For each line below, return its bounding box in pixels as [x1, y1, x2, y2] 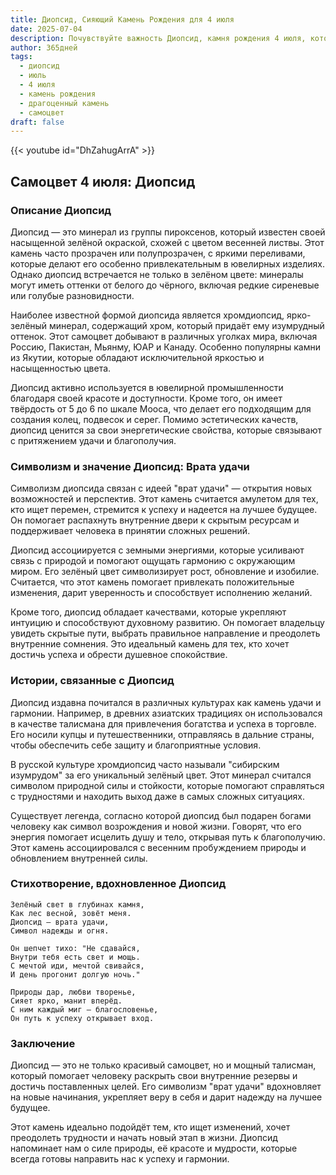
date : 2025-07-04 [10, 24, 83, 34]
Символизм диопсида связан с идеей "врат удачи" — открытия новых [10, 482, 313, 495]
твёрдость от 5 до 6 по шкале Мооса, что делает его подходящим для [10, 402, 312, 415]
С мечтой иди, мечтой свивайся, [10, 961, 145, 971]
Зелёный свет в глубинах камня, [10, 899, 145, 910]
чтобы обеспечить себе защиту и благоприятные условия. [10, 739, 262, 751]
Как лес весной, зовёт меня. [10, 908, 132, 918]
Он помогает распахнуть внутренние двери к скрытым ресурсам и [10, 514, 300, 526]
